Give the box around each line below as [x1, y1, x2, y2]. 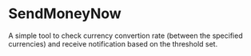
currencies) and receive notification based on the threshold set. [8, 39, 218, 48]
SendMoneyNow [8, 5, 122, 23]
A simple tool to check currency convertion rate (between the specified [8, 31, 243, 40]
